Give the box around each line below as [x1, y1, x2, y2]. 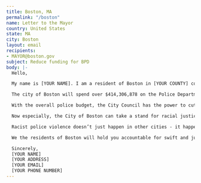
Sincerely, [11, 145, 39, 151]
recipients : [6, 48, 36, 54]
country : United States [6, 25, 66, 32]
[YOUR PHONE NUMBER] [11, 168, 63, 174]
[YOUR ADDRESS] [11, 157, 50, 163]
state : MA [6, 31, 31, 37]
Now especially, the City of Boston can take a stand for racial [11, 113, 178, 119]
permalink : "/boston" [6, 14, 60, 20]
